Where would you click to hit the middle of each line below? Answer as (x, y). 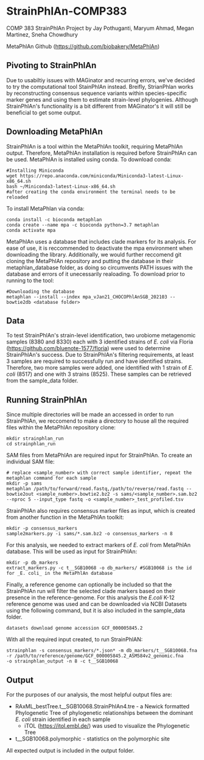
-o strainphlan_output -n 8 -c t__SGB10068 (62, 661)
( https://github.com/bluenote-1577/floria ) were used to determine (88, 348)
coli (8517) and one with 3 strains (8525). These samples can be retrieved (99, 374)
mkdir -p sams (24, 484)
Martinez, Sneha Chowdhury (42, 34)
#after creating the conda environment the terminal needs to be (91, 192)
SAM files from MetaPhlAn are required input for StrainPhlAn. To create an (99, 456)
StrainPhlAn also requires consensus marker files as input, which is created (101, 511)
